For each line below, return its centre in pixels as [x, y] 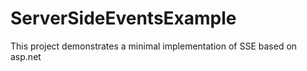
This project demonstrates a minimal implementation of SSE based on [154, 46]
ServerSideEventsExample [123, 18]
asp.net [26, 56]
